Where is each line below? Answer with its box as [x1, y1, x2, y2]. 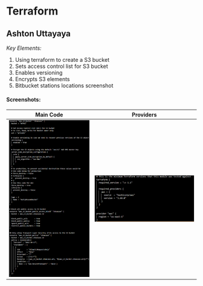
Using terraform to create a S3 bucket [14, 56, 110, 63]
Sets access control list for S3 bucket [14, 62, 109, 70]
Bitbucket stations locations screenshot [14, 82, 114, 89]
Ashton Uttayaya [6, 28, 71, 39]
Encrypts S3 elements [14, 76, 70, 82]
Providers [132, 111, 157, 118]
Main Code [35, 111, 63, 118]
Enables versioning [14, 69, 63, 76]
